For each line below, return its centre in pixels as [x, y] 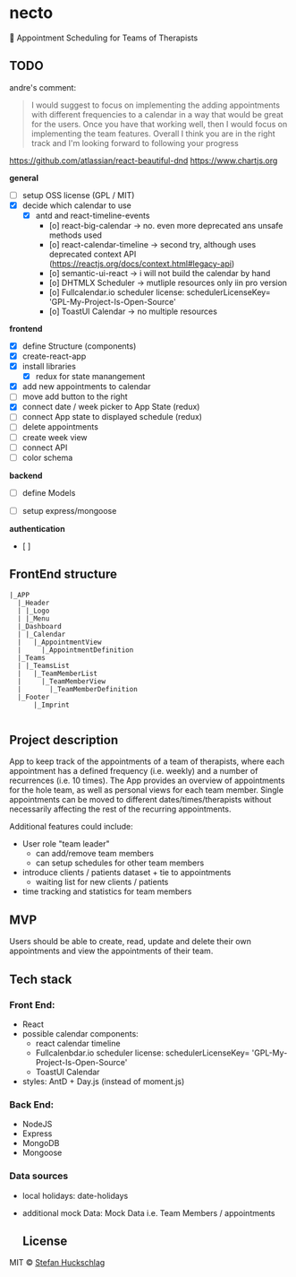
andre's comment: [43, 87]
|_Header [34, 603]
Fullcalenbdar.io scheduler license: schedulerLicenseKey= [143, 1053]
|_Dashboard [40, 626]
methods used [76, 235]
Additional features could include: [72, 827]
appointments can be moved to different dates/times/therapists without [140, 800]
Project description [64, 740]
